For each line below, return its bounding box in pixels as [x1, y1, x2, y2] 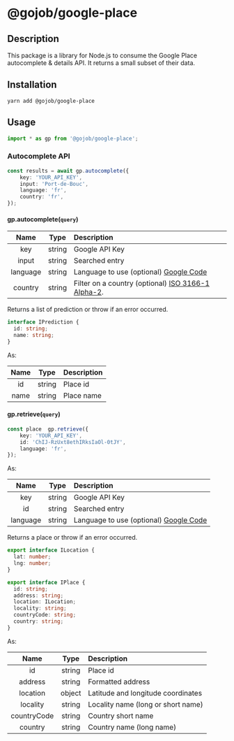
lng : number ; [13, 560, 52, 567]
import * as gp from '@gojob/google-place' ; [7, 135, 139, 142]
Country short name [88, 711, 154, 721]
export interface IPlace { [7, 579, 86, 586]
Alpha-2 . [73, 287, 104, 297]
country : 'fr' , [19, 194, 64, 201]
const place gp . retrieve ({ [7, 425, 89, 433]
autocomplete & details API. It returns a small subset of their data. [7, 59, 196, 67]
